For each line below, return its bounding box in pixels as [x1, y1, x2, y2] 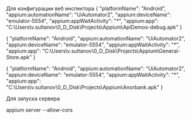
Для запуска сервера [6, 95, 60, 102]
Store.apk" [6, 54, 32, 60]
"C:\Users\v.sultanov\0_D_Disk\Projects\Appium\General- [42, 47, 180, 55]
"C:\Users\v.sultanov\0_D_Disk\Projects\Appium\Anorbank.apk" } [6, 84, 163, 90]
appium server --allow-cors [6, 107, 73, 113]
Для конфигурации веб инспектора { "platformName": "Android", [6, 5, 166, 12]
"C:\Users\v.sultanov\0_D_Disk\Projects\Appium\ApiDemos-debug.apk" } [6, 23, 183, 30]
